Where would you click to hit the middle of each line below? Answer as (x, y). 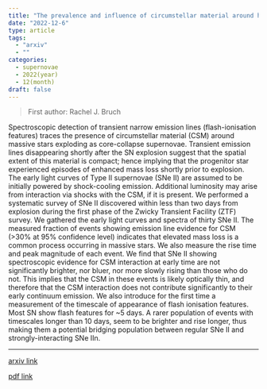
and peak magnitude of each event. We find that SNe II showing (112, 254)
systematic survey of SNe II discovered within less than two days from (123, 203)
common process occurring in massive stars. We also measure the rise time (132, 245)
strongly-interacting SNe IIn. (54, 338)
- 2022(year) (37, 75)
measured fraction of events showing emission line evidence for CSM (122, 229)
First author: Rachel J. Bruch (74, 112)
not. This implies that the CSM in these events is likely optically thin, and (126, 279)
